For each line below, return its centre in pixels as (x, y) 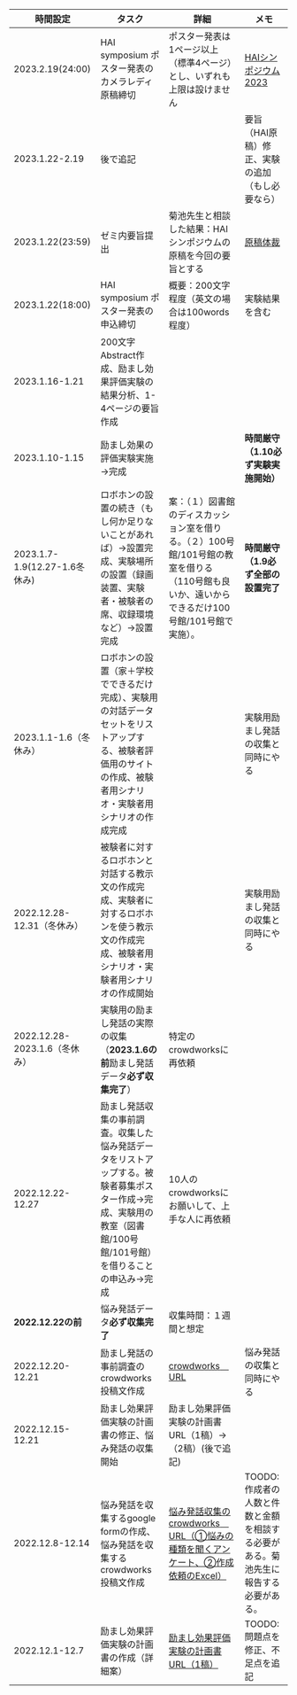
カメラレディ (126, 82)
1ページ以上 (194, 50)
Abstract (118, 355)
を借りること (127, 1266)
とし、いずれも (200, 76)
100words (208, 312)
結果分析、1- (128, 395)
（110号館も (195, 581)
